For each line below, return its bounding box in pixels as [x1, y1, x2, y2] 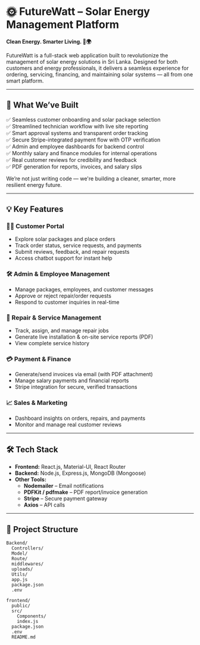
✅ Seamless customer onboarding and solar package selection [6, 116, 161, 123]
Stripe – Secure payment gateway [23, 495, 108, 502]
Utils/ [11, 572, 28, 578]
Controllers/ [11, 545, 44, 551]
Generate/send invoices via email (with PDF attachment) [14, 371, 153, 378]
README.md [11, 634, 36, 640]
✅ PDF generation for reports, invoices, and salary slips [6, 163, 142, 170]
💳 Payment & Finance [6, 355, 71, 363]
